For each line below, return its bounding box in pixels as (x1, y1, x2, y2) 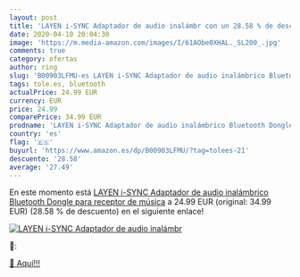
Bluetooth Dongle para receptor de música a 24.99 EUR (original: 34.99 (9, 197, 272, 207)
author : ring (9, 63, 58, 72)
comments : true (9, 46, 66, 55)
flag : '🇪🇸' (9, 138, 54, 147)
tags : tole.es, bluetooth (9, 80, 105, 88)
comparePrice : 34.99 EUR (9, 113, 102, 122)
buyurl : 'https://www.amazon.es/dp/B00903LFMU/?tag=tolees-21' (9, 146, 250, 155)
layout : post (9, 13, 58, 22)
